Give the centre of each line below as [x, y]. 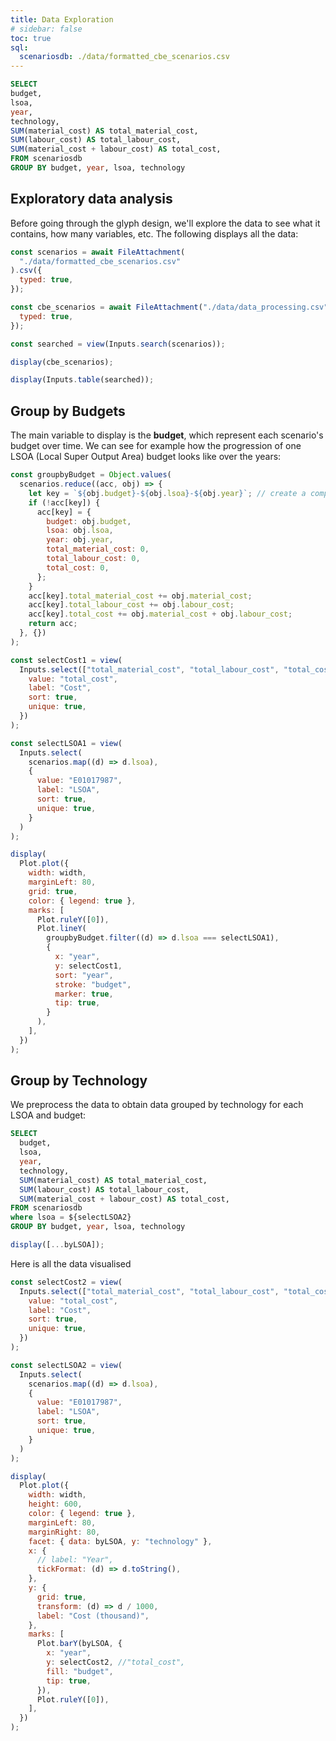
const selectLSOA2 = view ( [66, 1365]
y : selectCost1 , [88, 966]
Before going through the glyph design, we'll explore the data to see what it [165, 223]
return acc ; [53, 624]
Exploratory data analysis [91, 199]
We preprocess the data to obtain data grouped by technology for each [157, 1105]
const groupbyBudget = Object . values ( [91, 475]
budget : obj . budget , [89, 521]
